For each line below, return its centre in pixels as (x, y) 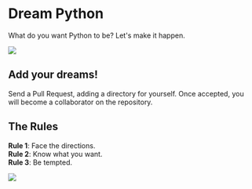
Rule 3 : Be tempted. (40, 162)
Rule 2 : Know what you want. (55, 154)
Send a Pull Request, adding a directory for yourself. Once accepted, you (126, 93)
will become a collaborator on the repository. (80, 102)
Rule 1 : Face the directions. (52, 145)
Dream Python (56, 14)
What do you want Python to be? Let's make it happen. (97, 35)
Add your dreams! (53, 75)
